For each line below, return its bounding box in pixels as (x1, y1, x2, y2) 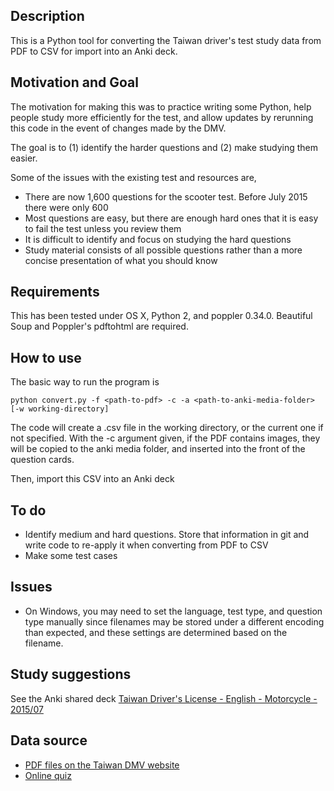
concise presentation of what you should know (24, 254, 218, 266)
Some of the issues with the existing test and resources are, (10, 171, 257, 183)
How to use (10, 349, 82, 366)
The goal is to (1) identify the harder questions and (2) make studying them (10, 141, 319, 153)
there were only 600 (24, 201, 109, 213)
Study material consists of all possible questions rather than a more (24, 244, 303, 256)
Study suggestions (10, 666, 132, 683)
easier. (10, 152, 38, 164)
